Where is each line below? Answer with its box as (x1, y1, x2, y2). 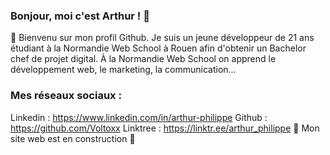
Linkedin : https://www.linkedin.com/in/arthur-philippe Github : (10, 111, 268, 123)
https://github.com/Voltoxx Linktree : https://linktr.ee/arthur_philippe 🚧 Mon (10, 122, 320, 134)
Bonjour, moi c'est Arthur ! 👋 (10, 9, 150, 23)
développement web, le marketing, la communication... (10, 64, 237, 76)
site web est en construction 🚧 (10, 132, 136, 144)
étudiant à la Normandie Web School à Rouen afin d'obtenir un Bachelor (10, 42, 307, 54)
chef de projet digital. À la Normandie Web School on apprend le (10, 53, 277, 65)
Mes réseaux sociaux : (10, 89, 122, 103)
